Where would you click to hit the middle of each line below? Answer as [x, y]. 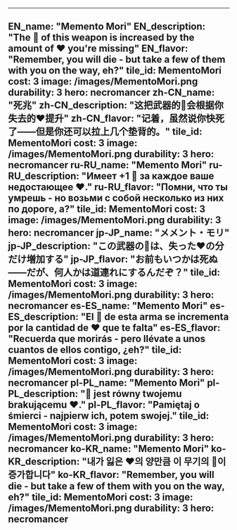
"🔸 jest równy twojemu [131, 394]
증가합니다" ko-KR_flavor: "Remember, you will [111, 475]
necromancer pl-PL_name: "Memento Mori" [107, 383]
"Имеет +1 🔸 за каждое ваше [148, 176]
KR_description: [44, 462]
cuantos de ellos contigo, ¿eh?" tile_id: [95, 350]
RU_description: [44, 176]
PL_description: [43, 394]
